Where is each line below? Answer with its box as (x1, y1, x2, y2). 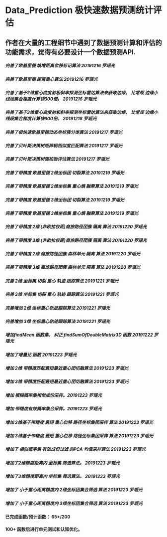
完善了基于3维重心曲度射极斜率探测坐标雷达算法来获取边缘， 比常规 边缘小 (5, 109, 158, 115)
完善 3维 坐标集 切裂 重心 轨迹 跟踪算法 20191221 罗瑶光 (5, 291, 119, 297)
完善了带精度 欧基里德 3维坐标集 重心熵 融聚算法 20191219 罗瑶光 (5, 210, 139, 216)
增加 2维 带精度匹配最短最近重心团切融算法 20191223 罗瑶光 (5, 365, 129, 371)
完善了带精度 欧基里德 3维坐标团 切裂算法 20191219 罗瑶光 (5, 196, 124, 202)
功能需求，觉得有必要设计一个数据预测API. (5, 48, 136, 56)
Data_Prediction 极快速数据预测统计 (5, 4, 153, 16)
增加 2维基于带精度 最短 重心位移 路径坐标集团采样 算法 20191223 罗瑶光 (5, 419, 154, 425)
